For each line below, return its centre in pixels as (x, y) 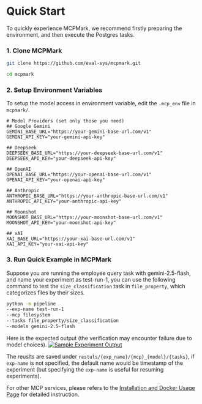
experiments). (24, 376)
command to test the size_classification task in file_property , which (96, 286)
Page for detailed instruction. (43, 394)
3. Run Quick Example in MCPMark (59, 260)
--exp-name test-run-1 (35, 309)
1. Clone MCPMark (34, 50)
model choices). (27, 345)
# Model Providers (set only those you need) (65, 121)
